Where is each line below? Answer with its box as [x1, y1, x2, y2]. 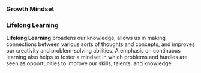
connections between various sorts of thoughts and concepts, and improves [6, 41, 195, 48]
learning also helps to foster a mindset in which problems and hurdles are [6, 53, 188, 61]
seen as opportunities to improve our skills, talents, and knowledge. [6, 60, 173, 67]
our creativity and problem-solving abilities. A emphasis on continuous [6, 47, 181, 54]
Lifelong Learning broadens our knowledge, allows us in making [6, 35, 166, 42]
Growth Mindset [6, 5, 55, 13]
